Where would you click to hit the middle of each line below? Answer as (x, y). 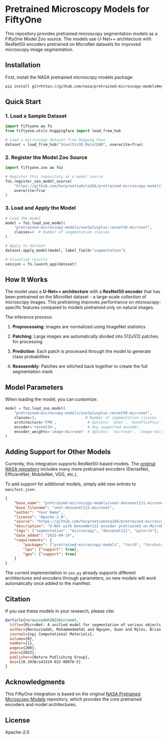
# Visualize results (27, 259)
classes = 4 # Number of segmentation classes (62, 232)
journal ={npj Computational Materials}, (52, 634)
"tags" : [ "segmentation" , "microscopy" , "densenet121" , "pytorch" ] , (86, 531)
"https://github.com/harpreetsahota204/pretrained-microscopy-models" (89, 186)
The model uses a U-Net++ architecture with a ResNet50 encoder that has (83, 292)
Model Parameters (34, 387)
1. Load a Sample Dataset (36, 116)
